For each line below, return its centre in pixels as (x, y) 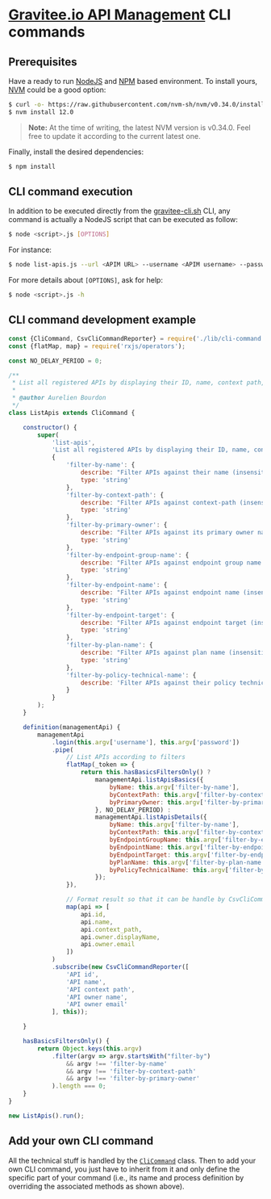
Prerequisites (43, 62)
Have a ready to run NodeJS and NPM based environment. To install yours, (133, 81)
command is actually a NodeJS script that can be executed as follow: (123, 220)
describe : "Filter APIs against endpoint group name (171, 563)
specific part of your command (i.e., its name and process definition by (126, 1177)
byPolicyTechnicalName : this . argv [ (169, 870)
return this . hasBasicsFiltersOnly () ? (146, 773)
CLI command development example (102, 320)
